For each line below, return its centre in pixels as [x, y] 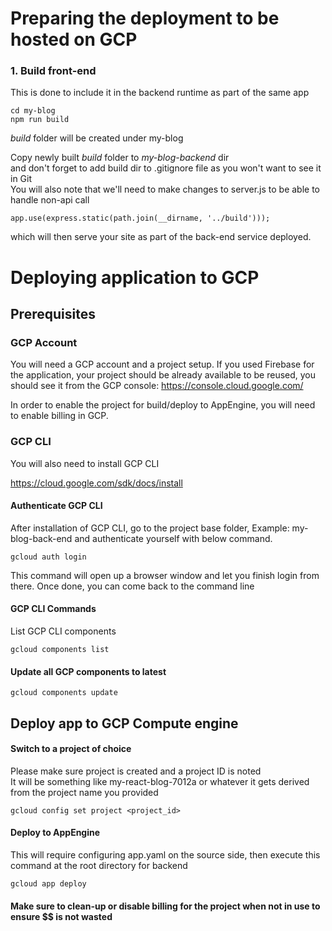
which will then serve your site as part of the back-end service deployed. [161, 237]
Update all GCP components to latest [88, 671]
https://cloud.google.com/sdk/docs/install [96, 483]
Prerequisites [53, 314]
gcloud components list [60, 650]
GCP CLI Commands [53, 609]
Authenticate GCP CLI [56, 506]
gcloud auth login [48, 557]
